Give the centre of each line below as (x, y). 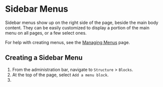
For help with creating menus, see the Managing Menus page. (68, 42)
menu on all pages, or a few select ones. (46, 33)
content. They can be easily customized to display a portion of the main (77, 27)
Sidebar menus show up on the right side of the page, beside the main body (82, 22)
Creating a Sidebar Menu (44, 58)
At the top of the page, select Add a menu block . (60, 75)
